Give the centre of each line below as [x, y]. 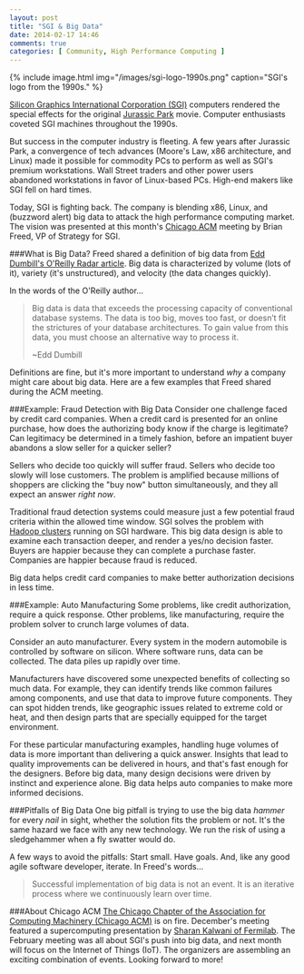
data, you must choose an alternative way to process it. [135, 338]
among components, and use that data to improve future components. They [151, 698]
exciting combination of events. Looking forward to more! [117, 959]
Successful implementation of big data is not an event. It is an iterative [163, 884]
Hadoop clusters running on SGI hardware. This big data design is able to [146, 531]
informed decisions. [47, 793]
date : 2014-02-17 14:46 [54, 34]
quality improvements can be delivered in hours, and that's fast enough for [149, 764]
